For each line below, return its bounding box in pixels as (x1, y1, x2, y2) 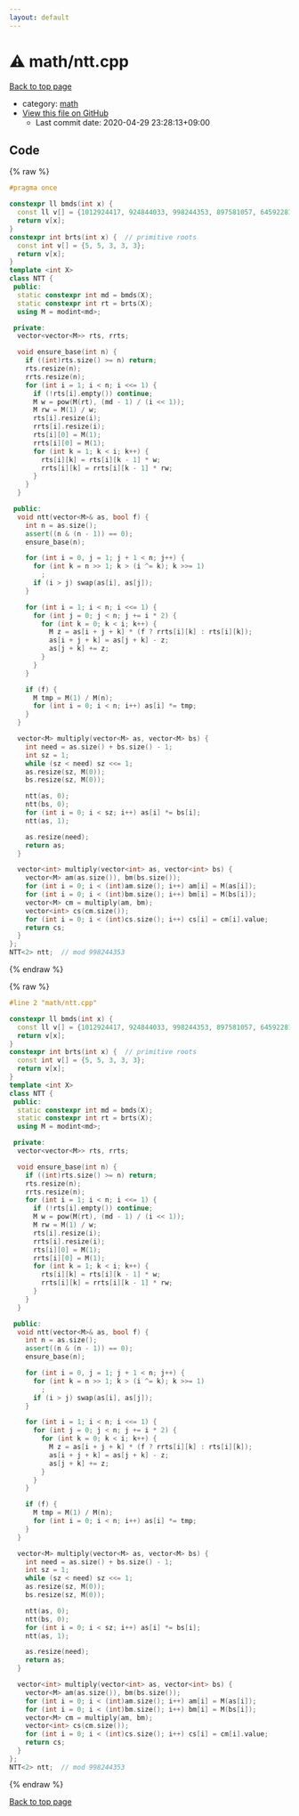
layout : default (9, 12, 69, 22)
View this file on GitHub (21, 108, 109, 118)
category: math (21, 98, 78, 109)
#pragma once (9, 183, 58, 192)
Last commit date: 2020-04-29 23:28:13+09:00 (35, 117, 211, 127)
